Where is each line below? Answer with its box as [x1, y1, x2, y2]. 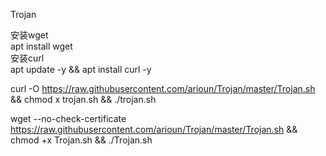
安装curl [10, 52, 45, 64]
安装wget [10, 29, 49, 41]
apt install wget [10, 40, 73, 52]
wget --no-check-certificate [10, 113, 127, 124]
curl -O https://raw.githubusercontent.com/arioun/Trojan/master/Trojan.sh [10, 83, 316, 94]
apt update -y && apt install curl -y [10, 64, 152, 75]
